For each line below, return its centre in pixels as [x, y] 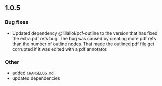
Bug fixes [17, 22]
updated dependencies [36, 78]
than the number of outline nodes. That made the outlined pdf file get [83, 44]
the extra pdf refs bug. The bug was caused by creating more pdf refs [84, 38]
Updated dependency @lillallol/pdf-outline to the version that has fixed [85, 33]
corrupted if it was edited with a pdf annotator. [60, 49]
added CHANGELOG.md [33, 73]
